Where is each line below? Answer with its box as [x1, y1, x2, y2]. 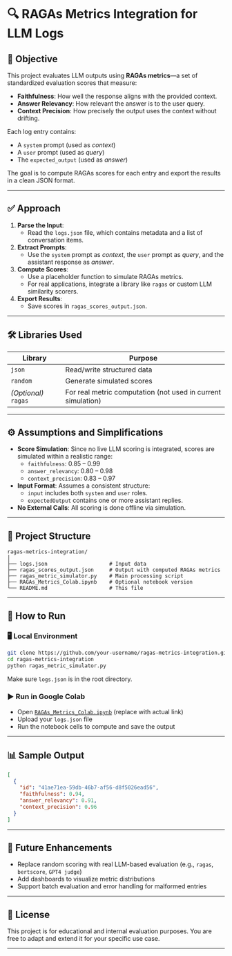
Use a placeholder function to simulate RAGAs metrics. [27, 272, 184, 280]
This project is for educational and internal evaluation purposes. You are [7, 927, 212, 935]
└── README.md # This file [7, 585, 144, 592]
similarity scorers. [27, 287, 79, 295]
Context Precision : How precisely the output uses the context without [17, 107, 217, 115]
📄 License [7, 908, 50, 920]
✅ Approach [7, 202, 61, 215]
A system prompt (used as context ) [17, 141, 116, 149]
